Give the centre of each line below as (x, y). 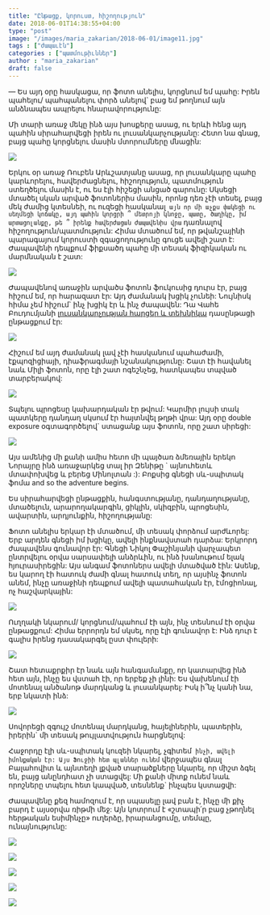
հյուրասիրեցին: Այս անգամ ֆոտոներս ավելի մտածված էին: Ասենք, (134, 565)
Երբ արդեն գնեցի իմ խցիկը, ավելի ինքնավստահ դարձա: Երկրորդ (133, 539)
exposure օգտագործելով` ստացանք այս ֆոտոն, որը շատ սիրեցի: (130, 426)
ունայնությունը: (37, 826)
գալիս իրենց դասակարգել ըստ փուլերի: (83, 639)
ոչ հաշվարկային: (41, 591)
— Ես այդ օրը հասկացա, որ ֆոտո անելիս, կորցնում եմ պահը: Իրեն (134, 91)
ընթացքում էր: (35, 321)
